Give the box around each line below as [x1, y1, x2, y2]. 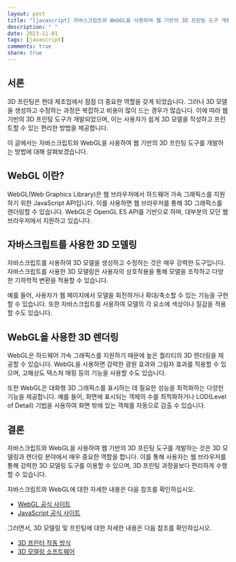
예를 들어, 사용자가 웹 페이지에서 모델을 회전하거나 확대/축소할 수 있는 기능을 [7, 291, 216, 299]
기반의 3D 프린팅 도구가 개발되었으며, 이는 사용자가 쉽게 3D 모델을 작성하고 [7, 115, 213, 123]
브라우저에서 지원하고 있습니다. [7, 216, 93, 225]
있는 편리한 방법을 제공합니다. [27, 124, 109, 132]
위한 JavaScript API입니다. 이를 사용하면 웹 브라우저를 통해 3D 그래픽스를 [20, 198, 223, 207]
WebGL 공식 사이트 [17, 499, 72, 508]
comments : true [7, 43, 52, 50]
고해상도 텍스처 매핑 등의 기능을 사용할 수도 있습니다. [22, 369, 166, 377]
